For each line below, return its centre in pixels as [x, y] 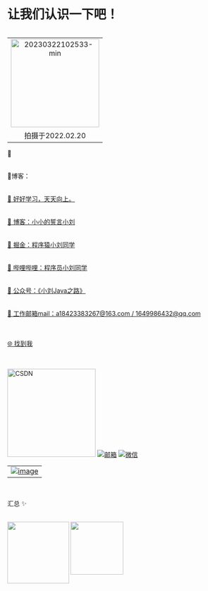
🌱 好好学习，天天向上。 [41, 199]
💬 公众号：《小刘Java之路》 [47, 291]
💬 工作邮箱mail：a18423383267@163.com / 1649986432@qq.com [104, 313]
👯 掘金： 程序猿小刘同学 [41, 245]
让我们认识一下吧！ [63, 14]
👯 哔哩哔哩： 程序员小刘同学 [48, 267]
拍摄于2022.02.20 [55, 135]
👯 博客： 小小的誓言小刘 [41, 221]
